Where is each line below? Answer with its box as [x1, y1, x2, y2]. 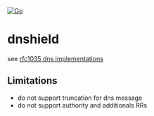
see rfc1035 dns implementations [7, 54, 104, 63]
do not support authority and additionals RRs [17, 101, 148, 109]
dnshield [7, 32, 60, 47]
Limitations [7, 75, 58, 87]
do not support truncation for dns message [17, 94, 143, 102]
